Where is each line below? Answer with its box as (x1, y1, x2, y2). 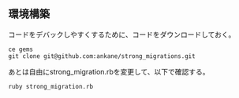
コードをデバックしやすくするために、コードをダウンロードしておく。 (8, 30, 236, 39)
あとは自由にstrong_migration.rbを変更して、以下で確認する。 (8, 67, 211, 76)
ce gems (8, 45, 34, 53)
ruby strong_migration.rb (8, 82, 93, 90)
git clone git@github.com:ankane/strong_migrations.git (8, 52, 196, 60)
